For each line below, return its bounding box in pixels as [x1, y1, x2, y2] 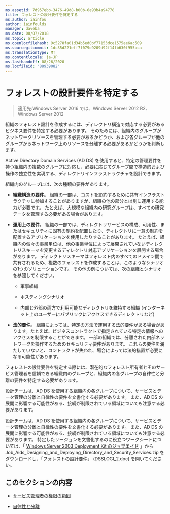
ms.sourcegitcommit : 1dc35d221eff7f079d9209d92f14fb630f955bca [5, 45, 142, 50]
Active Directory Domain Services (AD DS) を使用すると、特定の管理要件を [5, 158, 162, 164]
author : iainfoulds [5, 21, 47, 27]
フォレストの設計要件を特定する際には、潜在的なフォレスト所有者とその [5, 364, 156, 370]
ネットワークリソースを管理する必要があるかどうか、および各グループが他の [5, 134, 165, 140]
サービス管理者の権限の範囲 [12, 493, 71, 499]
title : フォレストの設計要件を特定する [5, 12, 78, 17]
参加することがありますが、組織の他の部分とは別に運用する [35, 198, 160, 204]
